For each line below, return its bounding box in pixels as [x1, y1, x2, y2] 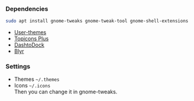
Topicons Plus [14, 35, 49, 43]
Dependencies [5, 5, 48, 13]
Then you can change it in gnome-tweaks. [14, 88, 118, 96]
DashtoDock [14, 41, 45, 48]
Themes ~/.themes [14, 76, 60, 83]
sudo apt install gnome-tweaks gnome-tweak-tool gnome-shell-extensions [5, 18, 189, 24]
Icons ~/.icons [14, 82, 51, 89]
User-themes [14, 29, 47, 36]
